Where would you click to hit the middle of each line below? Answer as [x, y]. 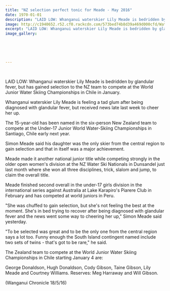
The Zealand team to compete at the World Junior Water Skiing [71, 252]
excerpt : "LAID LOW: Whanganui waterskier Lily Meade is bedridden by [81, 29]
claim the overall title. [27, 175]
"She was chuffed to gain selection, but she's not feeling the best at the [80, 206]
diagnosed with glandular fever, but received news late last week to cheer [82, 108]
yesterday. [16, 222]
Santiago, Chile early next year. [38, 134]
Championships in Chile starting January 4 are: [54, 258]
